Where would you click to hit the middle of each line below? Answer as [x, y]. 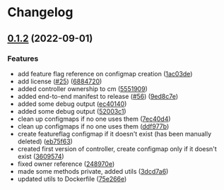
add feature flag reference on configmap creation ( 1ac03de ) [105, 73]
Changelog [40, 12]
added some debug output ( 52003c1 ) [72, 111]
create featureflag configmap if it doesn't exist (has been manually [114, 133]
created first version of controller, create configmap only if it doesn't [117, 148]
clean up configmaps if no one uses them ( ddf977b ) [93, 126]
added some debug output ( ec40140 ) [72, 104]
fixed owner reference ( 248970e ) [66, 164]
